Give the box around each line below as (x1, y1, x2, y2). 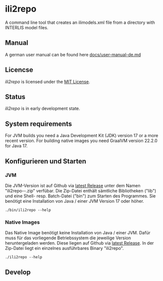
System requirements (5, 120, 72, 128)
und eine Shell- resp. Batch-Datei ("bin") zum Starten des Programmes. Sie (5, 193, 156, 199)
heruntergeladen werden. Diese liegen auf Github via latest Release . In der (5, 240, 154, 246)
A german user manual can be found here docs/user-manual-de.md (5, 52, 141, 57)
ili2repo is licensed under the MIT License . (5, 79, 90, 85)
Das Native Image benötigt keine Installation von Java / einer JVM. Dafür (5, 230, 151, 236)
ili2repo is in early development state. (5, 105, 80, 111)
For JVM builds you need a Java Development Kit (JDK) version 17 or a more (5, 133, 159, 139)
